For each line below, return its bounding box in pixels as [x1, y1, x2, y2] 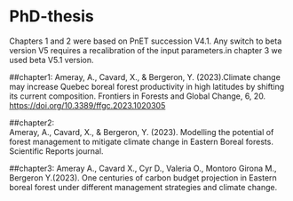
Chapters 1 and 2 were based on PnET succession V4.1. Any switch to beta [9, 36, 282, 46]
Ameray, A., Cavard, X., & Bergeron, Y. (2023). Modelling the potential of [9, 126, 274, 137]
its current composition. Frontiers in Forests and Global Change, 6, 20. [9, 91, 266, 101]
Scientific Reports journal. [9, 145, 104, 157]
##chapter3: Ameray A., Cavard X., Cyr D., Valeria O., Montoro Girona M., [9, 163, 277, 173]
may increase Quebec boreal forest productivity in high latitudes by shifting [9, 81, 285, 92]
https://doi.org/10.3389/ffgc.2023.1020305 [9, 100, 166, 110]
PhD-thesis [9, 6, 95, 27]
